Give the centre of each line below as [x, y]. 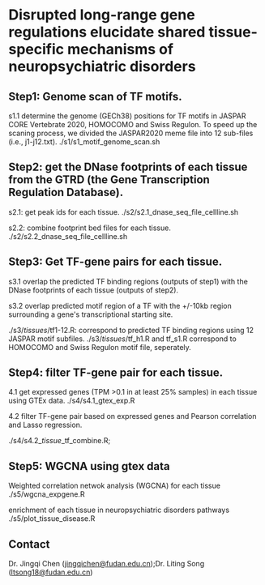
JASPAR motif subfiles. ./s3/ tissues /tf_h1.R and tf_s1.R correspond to [122, 339]
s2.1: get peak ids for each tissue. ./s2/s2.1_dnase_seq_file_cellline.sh [124, 211]
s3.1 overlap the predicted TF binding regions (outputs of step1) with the [128, 281]
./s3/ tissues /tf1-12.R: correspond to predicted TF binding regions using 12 [131, 330]
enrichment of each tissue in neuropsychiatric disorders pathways [119, 510]
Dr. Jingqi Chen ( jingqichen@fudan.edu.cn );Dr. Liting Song [107, 564]
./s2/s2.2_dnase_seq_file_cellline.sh [68, 236]
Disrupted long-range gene [102, 15]
